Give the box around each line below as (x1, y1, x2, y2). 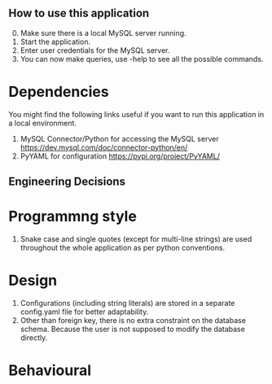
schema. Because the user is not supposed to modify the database (20, 325, 246, 334)
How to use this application (8, 7, 150, 20)
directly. (20, 333, 48, 343)
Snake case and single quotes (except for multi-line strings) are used (20, 234, 252, 244)
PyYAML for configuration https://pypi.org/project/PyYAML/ (20, 151, 220, 161)
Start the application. (20, 37, 91, 46)
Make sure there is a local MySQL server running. (20, 28, 186, 37)
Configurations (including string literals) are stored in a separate (20, 299, 235, 308)
